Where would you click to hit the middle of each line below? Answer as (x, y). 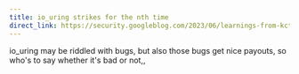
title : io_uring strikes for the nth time (89, 17)
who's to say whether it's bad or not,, (77, 60)
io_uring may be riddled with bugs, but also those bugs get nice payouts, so (148, 50)
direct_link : (33, 26)
